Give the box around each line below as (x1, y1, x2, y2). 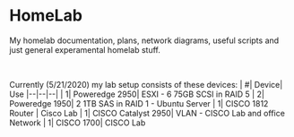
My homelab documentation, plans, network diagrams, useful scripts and (9, 35, 280, 46)
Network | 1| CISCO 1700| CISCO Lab (9, 117, 146, 128)
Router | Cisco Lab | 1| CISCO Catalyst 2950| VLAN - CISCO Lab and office (9, 107, 285, 118)
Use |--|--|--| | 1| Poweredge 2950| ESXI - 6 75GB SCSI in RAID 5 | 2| (9, 89, 264, 99)
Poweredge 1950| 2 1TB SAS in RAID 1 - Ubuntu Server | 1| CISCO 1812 (9, 98, 269, 108)
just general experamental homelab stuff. (9, 44, 161, 55)
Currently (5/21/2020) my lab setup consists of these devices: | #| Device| (9, 79, 283, 90)
